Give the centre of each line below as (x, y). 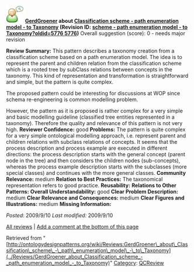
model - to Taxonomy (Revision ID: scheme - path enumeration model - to (97, 27)
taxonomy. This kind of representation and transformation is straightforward (97, 76)
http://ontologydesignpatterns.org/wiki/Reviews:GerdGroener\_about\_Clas (98, 244)
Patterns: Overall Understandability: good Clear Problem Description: (92, 192)
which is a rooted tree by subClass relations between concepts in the (89, 69)
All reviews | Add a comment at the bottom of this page (72, 227)
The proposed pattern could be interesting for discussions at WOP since (93, 93)
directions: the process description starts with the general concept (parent (96, 154)
